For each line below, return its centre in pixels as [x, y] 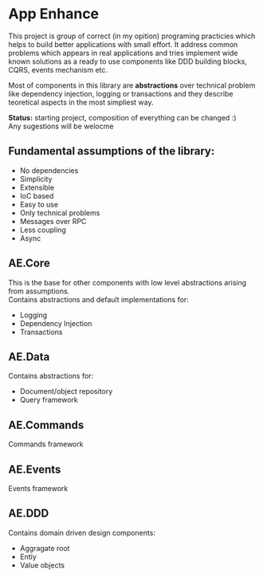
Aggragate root [45, 548]
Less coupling [43, 230]
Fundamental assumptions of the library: [112, 151]
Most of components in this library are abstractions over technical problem [132, 85]
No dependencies [49, 170]
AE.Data [29, 357]
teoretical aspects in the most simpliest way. [81, 102]
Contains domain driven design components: [82, 533]
